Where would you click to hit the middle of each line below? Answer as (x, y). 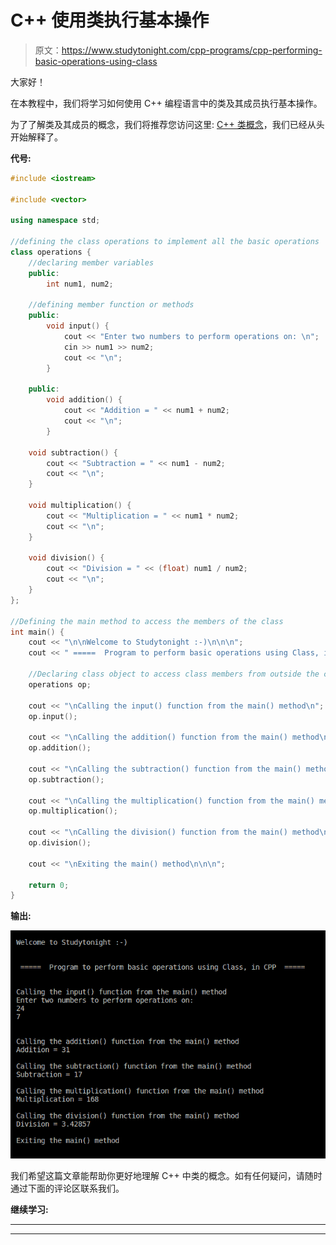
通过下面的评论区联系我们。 (67, 1188)
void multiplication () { (80, 506)
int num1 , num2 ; (80, 284)
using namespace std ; (55, 221)
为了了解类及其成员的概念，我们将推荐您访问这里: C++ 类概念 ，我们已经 (159, 124)
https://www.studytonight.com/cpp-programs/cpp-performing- (192, 50)
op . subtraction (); (66, 779)
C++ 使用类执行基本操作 (110, 20)
